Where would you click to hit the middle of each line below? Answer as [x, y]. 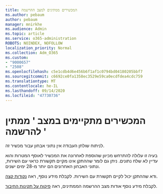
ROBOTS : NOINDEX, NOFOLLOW [34, 43]
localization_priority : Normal [39, 48]
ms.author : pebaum [25, 15]
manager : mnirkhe [24, 24]
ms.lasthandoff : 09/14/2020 [35, 91]
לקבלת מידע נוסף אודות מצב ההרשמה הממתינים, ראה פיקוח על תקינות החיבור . [81, 186]
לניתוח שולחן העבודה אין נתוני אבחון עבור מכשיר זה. [55, 145]
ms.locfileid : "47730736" [33, 95]
